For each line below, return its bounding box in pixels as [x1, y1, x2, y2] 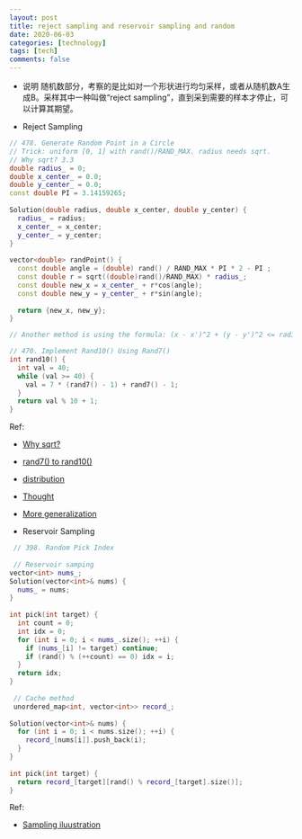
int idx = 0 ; [17, 627, 67, 636]
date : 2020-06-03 [9, 30, 75, 39]
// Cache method [13, 693, 75, 702]
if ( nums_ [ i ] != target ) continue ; [25, 644, 159, 653]
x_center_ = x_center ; [17, 222, 102, 231]
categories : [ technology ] [9, 38, 106, 48]
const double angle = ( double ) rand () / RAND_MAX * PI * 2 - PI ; [17, 264, 271, 273]
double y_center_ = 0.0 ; [9, 181, 102, 190]
